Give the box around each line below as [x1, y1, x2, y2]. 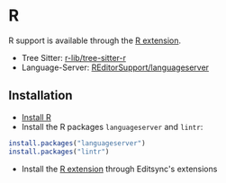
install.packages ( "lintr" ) [8, 147, 110, 156]
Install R [21, 111, 51, 122]
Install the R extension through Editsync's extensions [21, 163, 218, 174]
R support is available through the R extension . [8, 35, 182, 46]
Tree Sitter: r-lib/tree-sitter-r [21, 52, 127, 63]
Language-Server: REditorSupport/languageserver [21, 62, 209, 73]
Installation [8, 88, 73, 103]
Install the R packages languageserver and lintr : [21, 121, 203, 132]
